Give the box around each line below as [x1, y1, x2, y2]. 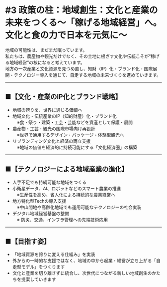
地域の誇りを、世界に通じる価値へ [12, 107, 83, 113]
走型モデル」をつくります [12, 264, 65, 270]
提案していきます [21, 277, 56, 283]
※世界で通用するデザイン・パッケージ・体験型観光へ [16, 132, 124, 138]
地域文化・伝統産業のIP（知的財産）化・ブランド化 [12, 113, 117, 119]
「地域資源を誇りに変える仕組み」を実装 [12, 252, 95, 258]
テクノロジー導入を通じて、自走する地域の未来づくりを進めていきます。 [13, 72, 162, 78]
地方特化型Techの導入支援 [12, 198, 67, 204]
